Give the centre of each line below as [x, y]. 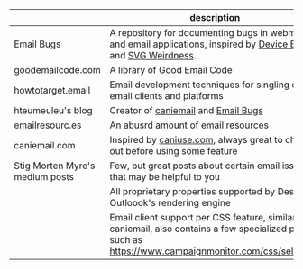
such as [126, 240]
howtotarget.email [52, 90]
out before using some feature [174, 151]
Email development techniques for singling [200, 85]
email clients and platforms [166, 96]
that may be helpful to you [165, 177]
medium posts [44, 177]
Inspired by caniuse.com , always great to [196, 140]
